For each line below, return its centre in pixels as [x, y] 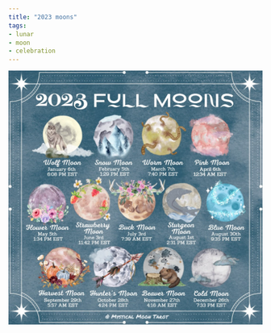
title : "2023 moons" [43, 17]
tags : [17, 25]
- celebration [32, 51]
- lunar [21, 34]
